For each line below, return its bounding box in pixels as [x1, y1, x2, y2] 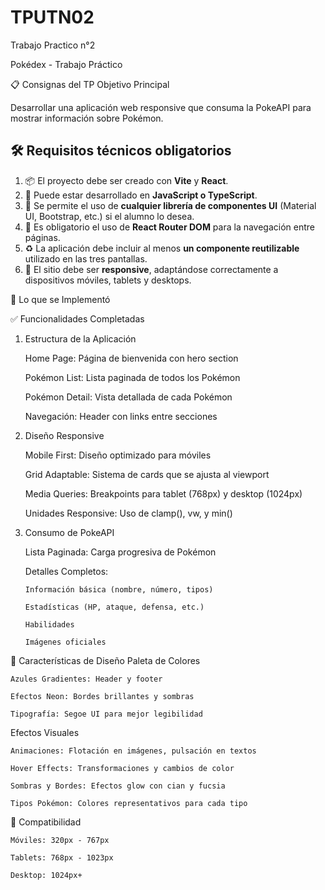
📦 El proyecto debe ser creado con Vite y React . [24, 174, 229, 186]
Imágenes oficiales [24, 637, 107, 647]
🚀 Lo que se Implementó [10, 293, 111, 305]
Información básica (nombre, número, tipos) [24, 584, 214, 595]
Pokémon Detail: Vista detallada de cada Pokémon [24, 391, 233, 403]
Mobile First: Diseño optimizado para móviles [24, 449, 212, 461]
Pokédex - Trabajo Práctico [10, 58, 123, 70]
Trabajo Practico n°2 [10, 39, 96, 51]
